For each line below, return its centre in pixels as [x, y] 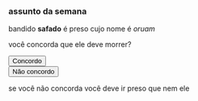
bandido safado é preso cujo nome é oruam [82, 29]
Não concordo [34, 72]
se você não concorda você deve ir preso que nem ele [99, 88]
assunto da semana [48, 11]
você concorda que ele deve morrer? [70, 44]
